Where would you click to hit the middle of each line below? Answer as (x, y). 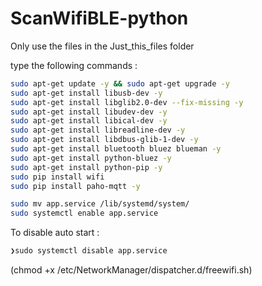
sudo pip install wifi (57, 177)
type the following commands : (74, 65)
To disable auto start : (55, 233)
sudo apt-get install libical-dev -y (89, 121)
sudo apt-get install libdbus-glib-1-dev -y (104, 140)
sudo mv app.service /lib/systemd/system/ (100, 204)
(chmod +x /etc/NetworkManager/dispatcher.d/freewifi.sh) (131, 270)
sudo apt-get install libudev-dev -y (89, 112)
